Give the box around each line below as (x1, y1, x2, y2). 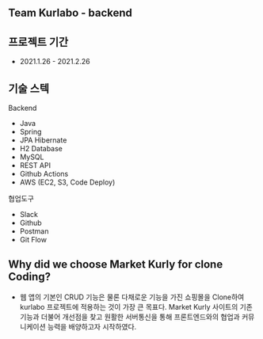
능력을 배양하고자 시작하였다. (47, 322, 137, 331)
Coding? (8, 270, 51, 284)
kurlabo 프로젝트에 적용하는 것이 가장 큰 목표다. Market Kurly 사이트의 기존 (19, 302, 253, 311)
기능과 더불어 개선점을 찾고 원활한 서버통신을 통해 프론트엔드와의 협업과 (19, 312, 240, 322)
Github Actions (19, 169, 69, 179)
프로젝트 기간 (8, 35, 69, 48)
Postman (19, 227, 49, 236)
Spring (19, 127, 42, 137)
